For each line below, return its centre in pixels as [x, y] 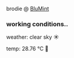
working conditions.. [37, 24]
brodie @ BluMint [28, 9]
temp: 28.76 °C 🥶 [28, 49]
